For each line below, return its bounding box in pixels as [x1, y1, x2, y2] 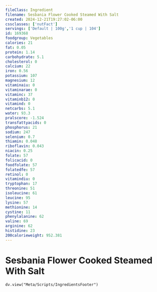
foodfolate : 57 [5, 162, 37, 167]
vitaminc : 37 [5, 92, 33, 97]
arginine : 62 [5, 223, 33, 229]
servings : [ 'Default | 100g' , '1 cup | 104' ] [5, 26, 101, 31]
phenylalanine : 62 [5, 214, 44, 219]
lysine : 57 [5, 200, 28, 205]
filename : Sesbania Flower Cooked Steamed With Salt [5, 12, 119, 17]
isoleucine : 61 [5, 190, 37, 196]
